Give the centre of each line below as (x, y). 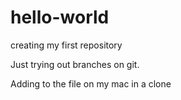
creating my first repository (66, 45)
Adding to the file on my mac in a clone (91, 83)
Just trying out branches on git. (75, 64)
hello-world (60, 17)
